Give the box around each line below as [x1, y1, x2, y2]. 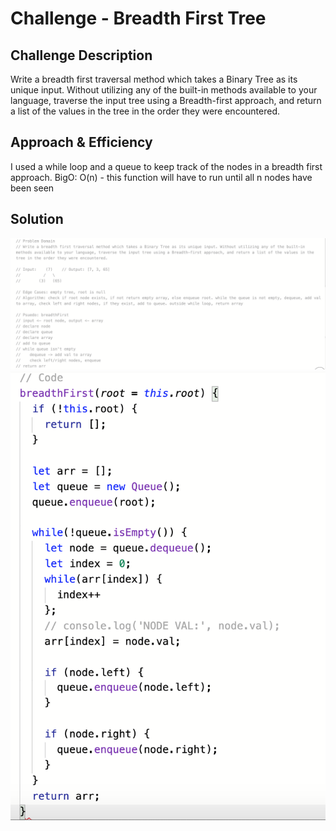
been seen [10, 182, 55, 194]
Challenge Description [10, 47, 153, 64]
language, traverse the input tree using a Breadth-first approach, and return [10, 95, 322, 106]
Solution [10, 211, 64, 228]
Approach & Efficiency [10, 134, 153, 151]
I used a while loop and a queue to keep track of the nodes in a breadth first [10, 160, 323, 172]
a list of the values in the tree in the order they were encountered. [10, 105, 280, 117]
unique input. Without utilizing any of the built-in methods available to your [10, 84, 318, 96]
